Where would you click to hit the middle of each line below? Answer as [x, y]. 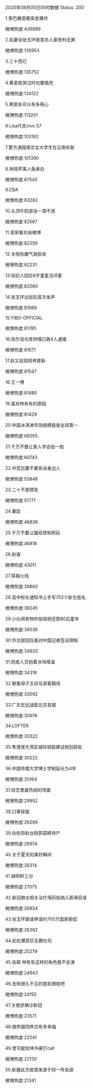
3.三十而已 [16, 61]
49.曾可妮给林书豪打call [30, 1048]
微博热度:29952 [21, 801]
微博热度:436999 [23, 29]
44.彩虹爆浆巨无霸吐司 [28, 940]
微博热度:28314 [21, 865]
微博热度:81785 [21, 328]
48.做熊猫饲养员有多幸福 [31, 1026]
